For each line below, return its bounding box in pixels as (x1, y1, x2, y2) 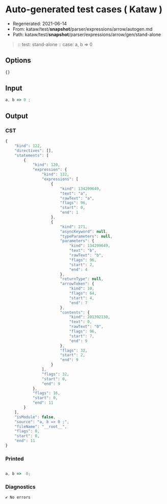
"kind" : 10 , (69, 286, 95, 291)
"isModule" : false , (14, 414, 56, 420)
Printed (5, 455, 24, 462)
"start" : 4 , (69, 295, 95, 300)
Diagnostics (5, 483, 36, 490)
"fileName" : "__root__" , (14, 424, 67, 429)
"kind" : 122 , (14, 143, 42, 148)
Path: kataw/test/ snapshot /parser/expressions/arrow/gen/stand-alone (12, 31, 161, 37)
